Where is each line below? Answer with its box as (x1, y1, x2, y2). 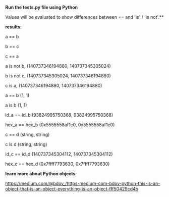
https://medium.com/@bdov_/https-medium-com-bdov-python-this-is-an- (5, 180, 160, 186)
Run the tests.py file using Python (5, 5, 78, 10)
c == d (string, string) (5, 131, 50, 137)
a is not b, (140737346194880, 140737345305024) (5, 63, 111, 69)
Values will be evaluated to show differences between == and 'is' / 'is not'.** (5, 14, 164, 20)
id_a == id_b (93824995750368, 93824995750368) (5, 112, 114, 118)
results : (5, 24, 22, 30)
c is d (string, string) (5, 141, 47, 147)
